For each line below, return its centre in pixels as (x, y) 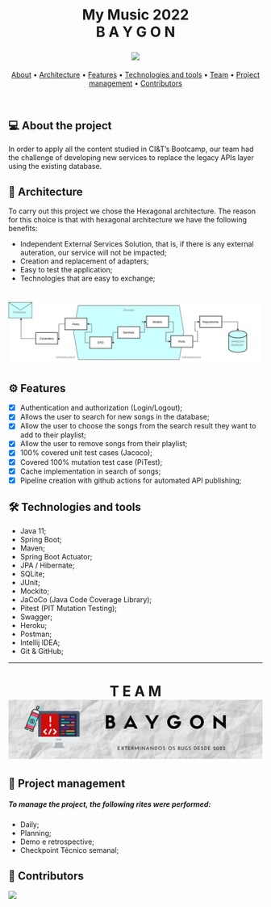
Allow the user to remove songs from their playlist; (104, 444)
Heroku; (33, 625)
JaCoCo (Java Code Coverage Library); (86, 599)
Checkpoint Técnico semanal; (69, 850)
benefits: (23, 229)
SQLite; (32, 574)
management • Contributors (135, 83)
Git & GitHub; (42, 651)
